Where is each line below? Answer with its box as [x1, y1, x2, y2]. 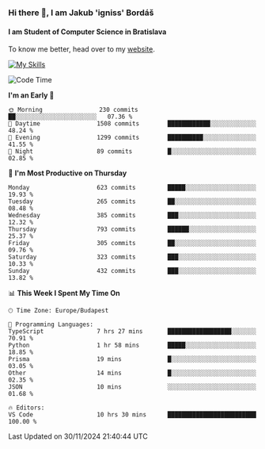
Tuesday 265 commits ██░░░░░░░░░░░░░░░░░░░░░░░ [8, 198, 257, 205]
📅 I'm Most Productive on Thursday [8, 168, 127, 178]
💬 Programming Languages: [8, 320, 93, 328]
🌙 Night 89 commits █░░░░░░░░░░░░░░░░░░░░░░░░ [8, 148, 257, 155]
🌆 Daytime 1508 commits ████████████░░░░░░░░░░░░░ [8, 120, 257, 128]
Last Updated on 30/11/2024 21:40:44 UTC [8, 432, 148, 441]
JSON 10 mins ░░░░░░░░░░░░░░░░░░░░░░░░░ [8, 383, 257, 391]
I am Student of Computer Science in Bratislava [8, 27, 167, 36]
